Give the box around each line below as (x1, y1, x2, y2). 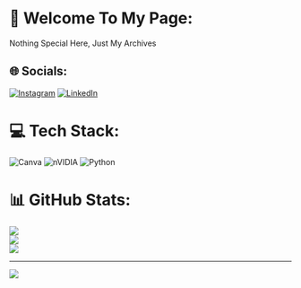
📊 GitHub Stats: (9, 189, 132, 210)
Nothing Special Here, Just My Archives (9, 38, 157, 48)
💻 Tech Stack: (9, 120, 120, 141)
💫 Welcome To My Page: (9, 8, 193, 29)
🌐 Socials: (9, 64, 68, 79)
